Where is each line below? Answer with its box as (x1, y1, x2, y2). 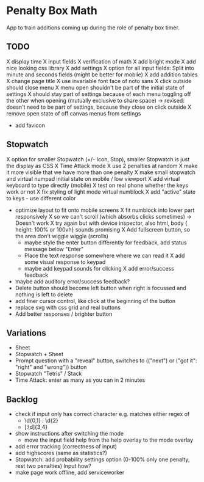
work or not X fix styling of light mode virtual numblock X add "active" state (6, 188, 196, 195)
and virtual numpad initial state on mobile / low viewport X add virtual (6, 175, 180, 182)
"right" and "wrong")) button (15, 363, 87, 371)
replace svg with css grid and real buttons (15, 304, 121, 311)
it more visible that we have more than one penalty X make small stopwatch (6, 169, 196, 176)
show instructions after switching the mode (15, 430, 124, 437)
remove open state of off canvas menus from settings (6, 109, 141, 117)
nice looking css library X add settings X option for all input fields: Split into (6, 64, 195, 71)
